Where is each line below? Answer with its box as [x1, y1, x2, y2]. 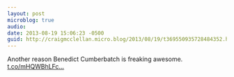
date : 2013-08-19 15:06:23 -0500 [7, 29, 104, 37]
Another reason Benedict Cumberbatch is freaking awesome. [7, 55, 183, 63]
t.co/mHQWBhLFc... [7, 62, 65, 71]
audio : [7, 23, 26, 30]
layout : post [7, 10, 45, 17]
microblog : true [7, 17, 54, 24]
